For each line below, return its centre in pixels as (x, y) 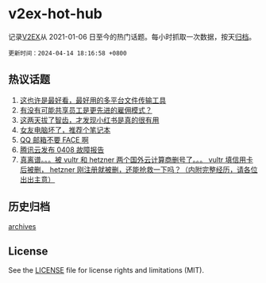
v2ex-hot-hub (56, 14)
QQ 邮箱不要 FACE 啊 (54, 140)
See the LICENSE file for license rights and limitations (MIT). (106, 270)
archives (22, 226)
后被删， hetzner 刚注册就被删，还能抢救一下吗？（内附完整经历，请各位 (139, 169)
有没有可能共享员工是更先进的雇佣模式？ (86, 110)
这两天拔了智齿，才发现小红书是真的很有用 (89, 120)
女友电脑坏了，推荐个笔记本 (65, 130)
